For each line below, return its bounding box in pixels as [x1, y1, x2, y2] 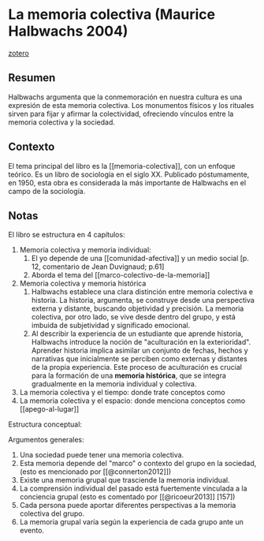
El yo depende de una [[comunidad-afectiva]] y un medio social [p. [31, 254, 250, 263]
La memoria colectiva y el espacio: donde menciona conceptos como [19, 396, 246, 405]
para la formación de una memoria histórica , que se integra [31, 371, 227, 380]
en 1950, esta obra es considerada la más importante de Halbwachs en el [8, 177, 247, 187]
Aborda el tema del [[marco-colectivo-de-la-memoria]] [31, 270, 210, 280]
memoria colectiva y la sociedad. [8, 117, 116, 127]
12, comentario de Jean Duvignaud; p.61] [31, 262, 165, 271]
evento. [19, 526, 45, 535]
